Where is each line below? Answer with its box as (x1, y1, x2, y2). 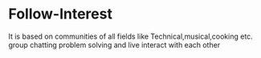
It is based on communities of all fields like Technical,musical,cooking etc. (8, 31, 253, 41)
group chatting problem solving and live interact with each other (8, 39, 221, 49)
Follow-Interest (8, 5, 112, 23)
